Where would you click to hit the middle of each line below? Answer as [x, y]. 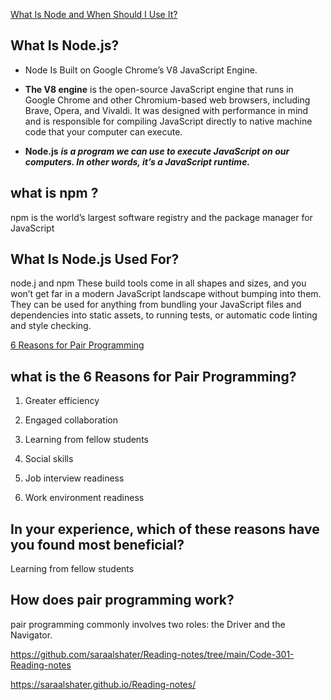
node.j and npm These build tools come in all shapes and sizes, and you [158, 283]
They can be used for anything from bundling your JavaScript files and [156, 305]
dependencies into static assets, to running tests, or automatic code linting [164, 315]
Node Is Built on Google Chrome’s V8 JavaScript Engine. [141, 70]
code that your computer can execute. [103, 131]
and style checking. [51, 326]
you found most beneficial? [97, 544]
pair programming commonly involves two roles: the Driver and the [148, 624]
